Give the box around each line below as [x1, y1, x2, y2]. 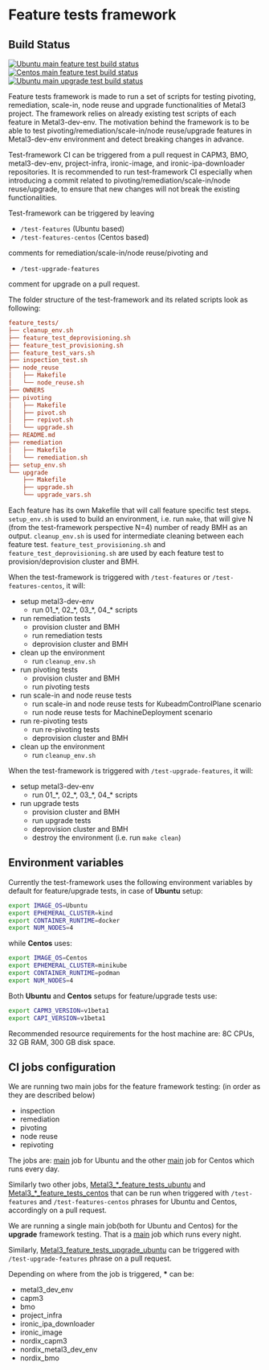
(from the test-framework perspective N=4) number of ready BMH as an [8, 523, 247, 532]
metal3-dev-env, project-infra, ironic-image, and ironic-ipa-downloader [8, 158, 245, 168]
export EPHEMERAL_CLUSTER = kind [8, 909, 113, 917]
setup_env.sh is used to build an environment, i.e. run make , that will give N [8, 514, 254, 524]
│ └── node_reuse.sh [8, 379, 84, 387]
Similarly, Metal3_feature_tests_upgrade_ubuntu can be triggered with [8, 1245, 239, 1255]
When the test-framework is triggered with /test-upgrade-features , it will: [8, 766, 254, 776]
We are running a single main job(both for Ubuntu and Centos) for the [8, 1221, 238, 1231]
